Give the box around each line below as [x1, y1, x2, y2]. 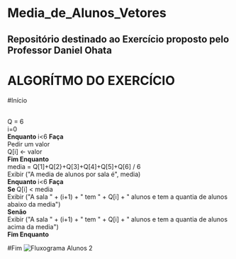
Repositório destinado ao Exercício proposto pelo [7, 33, 230, 45]
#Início [7, 96, 28, 104]
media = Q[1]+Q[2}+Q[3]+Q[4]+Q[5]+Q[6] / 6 [7, 162, 141, 171]
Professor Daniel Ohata [7, 44, 112, 56]
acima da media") [7, 222, 59, 231]
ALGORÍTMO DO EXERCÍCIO [7, 72, 175, 88]
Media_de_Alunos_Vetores [7, 5, 167, 21]
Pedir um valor [7, 139, 50, 148]
